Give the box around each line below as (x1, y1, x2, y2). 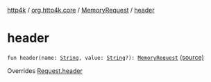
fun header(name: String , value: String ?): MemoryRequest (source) (7, 53, 205, 61)
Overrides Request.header (7, 66, 83, 75)
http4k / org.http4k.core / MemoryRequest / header (7, 6, 155, 14)
